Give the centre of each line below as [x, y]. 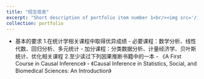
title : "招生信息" [28, 12]
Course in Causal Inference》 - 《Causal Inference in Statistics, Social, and [106, 64]
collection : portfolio [35, 23]
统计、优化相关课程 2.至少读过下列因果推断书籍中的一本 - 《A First [98, 57]
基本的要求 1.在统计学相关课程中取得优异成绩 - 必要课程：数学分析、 [100, 41]
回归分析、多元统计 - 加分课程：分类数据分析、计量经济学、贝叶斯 [114, 49]
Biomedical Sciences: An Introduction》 [63, 71]
